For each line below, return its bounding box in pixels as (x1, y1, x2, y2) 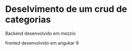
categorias (5, 14, 51, 25)
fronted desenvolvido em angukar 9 (5, 40, 79, 46)
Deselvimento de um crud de (5, 3, 127, 15)
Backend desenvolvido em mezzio (5, 30, 76, 36)
